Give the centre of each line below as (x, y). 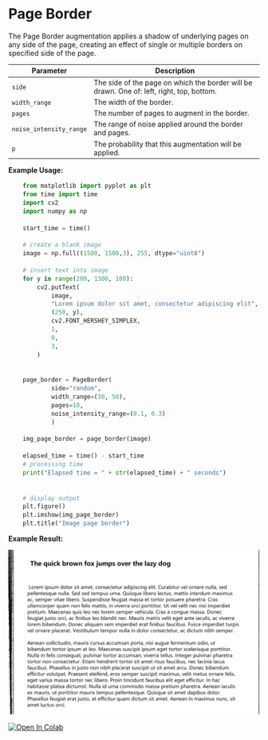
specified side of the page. (53, 53)
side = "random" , (76, 389)
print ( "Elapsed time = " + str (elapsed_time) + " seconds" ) (124, 473)
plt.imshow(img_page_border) (71, 515)
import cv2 (41, 202)
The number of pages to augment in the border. (171, 114)
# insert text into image (66, 270)
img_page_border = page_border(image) (87, 439)
